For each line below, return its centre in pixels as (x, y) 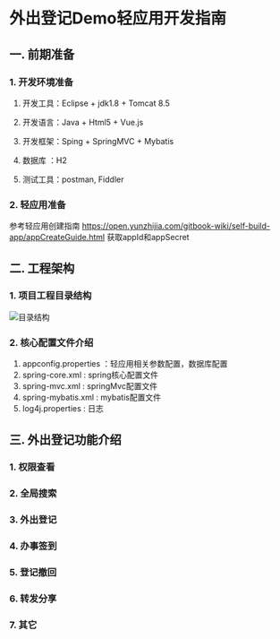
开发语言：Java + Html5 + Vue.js (83, 122)
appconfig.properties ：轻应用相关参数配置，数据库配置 (125, 364)
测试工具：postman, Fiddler (73, 179)
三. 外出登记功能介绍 (66, 440)
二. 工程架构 (42, 268)
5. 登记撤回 (33, 573)
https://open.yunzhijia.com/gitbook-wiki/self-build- (176, 226)
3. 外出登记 (33, 520)
